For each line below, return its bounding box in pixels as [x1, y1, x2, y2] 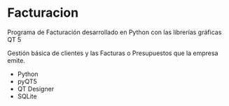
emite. [7, 56, 26, 64]
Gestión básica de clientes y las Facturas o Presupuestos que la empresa [7, 49, 218, 57]
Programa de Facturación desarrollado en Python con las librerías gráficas [7, 28, 222, 36]
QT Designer [17, 84, 55, 93]
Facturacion [7, 5, 79, 21]
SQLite [17, 92, 37, 100]
